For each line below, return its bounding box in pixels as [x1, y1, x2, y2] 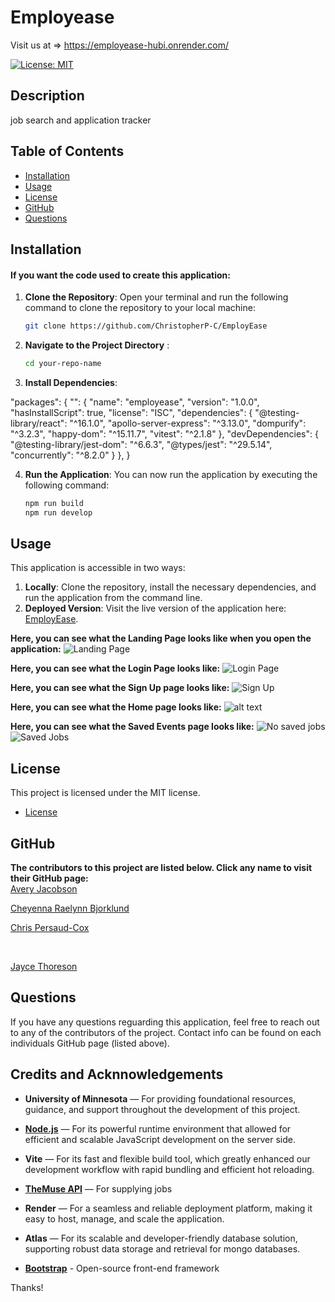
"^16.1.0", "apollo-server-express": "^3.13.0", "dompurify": [69, 417, 307, 429]
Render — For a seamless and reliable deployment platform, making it [24, 1202, 313, 1214]
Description [10, 87, 85, 105]
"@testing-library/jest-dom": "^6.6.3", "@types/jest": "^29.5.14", [10, 438, 273, 450]
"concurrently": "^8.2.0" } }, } [10, 449, 131, 461]
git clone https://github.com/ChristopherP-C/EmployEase [24, 321, 268, 331]
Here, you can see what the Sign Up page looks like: [10, 682, 230, 694]
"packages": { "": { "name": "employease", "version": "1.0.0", [10, 396, 260, 408]
